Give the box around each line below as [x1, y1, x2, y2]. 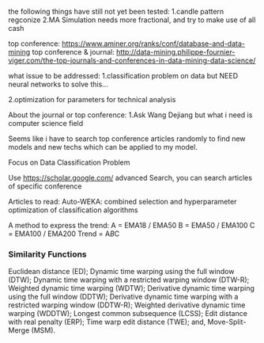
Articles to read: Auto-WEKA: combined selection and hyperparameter [8, 197, 237, 206]
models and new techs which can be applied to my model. [8, 143, 198, 151]
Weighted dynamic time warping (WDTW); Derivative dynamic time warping [8, 284, 255, 293]
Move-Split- [207, 317, 247, 327]
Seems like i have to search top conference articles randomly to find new [8, 134, 247, 143]
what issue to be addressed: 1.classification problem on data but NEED [8, 71, 239, 80]
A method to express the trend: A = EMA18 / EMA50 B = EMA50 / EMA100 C [8, 221, 255, 230]
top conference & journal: [32, 48, 115, 56]
